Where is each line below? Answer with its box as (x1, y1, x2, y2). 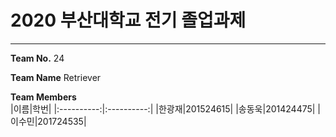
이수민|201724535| (10, 115, 87, 127)
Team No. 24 (10, 52, 65, 64)
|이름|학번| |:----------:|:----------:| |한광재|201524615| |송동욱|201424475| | (10, 102, 322, 115)
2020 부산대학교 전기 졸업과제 (10, 9, 247, 32)
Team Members (10, 91, 77, 103)
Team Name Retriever (10, 71, 102, 83)
